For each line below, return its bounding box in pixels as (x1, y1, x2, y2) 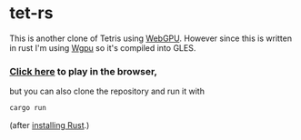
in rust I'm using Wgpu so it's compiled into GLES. (9, 42, 196, 53)
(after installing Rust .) (9, 120, 90, 131)
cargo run (9, 104, 47, 113)
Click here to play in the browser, (9, 65, 157, 77)
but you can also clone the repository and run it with (9, 85, 205, 97)
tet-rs (9, 3, 54, 24)
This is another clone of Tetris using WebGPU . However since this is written (9, 33, 293, 44)
